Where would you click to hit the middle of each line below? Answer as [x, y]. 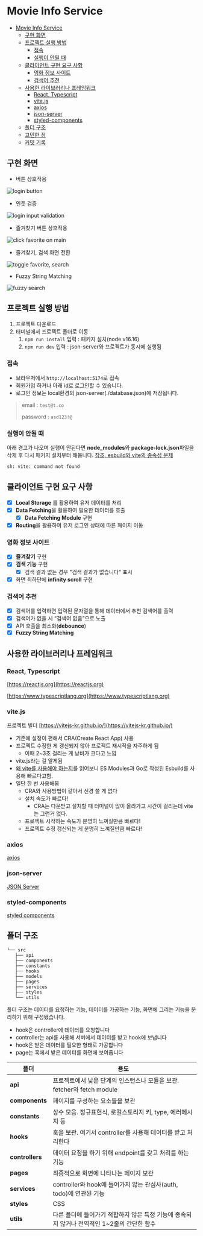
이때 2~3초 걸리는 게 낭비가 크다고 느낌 [70, 753]
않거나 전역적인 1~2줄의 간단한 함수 [108, 1223]
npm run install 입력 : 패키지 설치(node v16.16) [82, 339]
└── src [17, 950]
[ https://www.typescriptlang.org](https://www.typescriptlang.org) [89, 696]
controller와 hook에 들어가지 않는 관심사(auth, [115, 1184]
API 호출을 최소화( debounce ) [51, 626]
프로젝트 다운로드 [36, 324]
